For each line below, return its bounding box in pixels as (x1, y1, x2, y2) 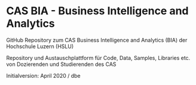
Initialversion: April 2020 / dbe (6, 72, 81, 79)
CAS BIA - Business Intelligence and (6, 4, 189, 18)
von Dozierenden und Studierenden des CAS (6, 61, 117, 68)
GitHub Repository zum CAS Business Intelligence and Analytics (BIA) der (6, 36, 188, 43)
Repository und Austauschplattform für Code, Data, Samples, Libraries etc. (6, 54, 191, 61)
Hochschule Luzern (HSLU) (6, 43, 74, 50)
